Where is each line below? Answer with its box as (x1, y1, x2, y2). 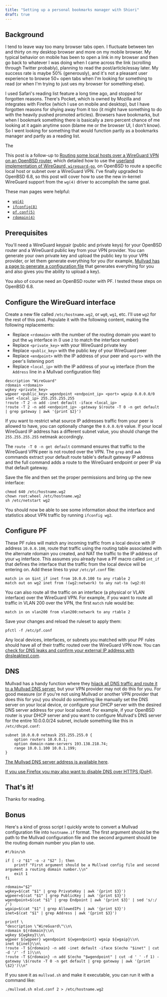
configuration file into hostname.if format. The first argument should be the (5, 829, 160, 835)
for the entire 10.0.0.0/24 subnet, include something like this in (5, 718, 134, 724)
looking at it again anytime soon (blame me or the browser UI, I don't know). (5, 122, 161, 128)
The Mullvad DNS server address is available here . (5, 759, 109, 765)
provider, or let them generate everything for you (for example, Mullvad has (5, 258, 160, 264)
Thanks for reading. (5, 796, 46, 802)
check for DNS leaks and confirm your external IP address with (5, 647, 135, 653)
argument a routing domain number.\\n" (5, 867, 88, 872)
